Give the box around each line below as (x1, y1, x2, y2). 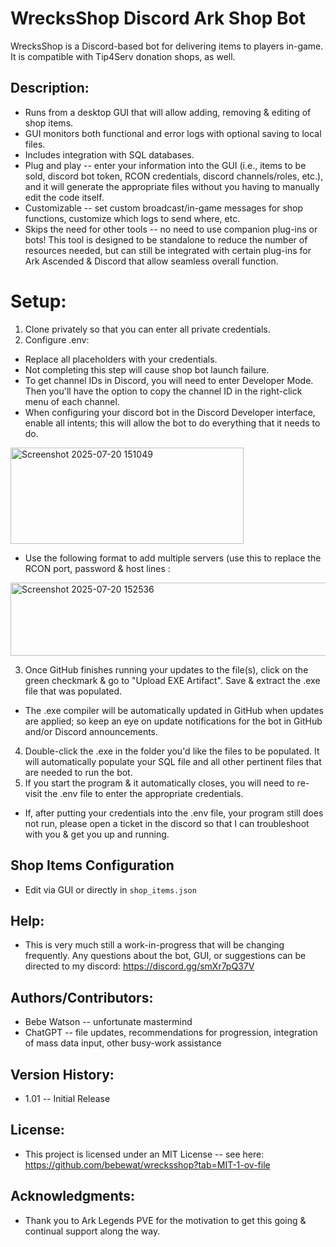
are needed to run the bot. (24, 766, 133, 778)
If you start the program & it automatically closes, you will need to (24, 777, 295, 789)
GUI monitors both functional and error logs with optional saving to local (24, 127, 322, 139)
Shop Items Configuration (10, 857, 175, 874)
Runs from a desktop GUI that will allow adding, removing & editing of (24, 106, 312, 118)
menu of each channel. (24, 395, 120, 407)
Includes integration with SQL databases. (24, 148, 195, 161)
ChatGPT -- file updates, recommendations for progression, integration (24, 1027, 318, 1039)
